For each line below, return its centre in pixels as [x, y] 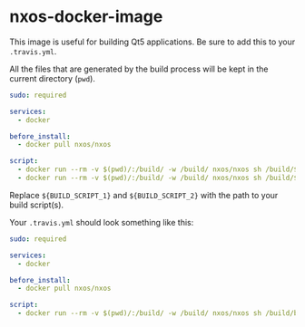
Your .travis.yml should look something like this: [102, 222]
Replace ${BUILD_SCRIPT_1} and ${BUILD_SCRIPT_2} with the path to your [144, 195]
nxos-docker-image [86, 17]
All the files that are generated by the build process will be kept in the [139, 69]
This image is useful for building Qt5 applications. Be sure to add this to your [152, 42]
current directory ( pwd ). [52, 78]
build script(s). [37, 205]
